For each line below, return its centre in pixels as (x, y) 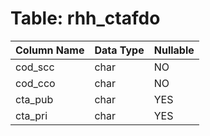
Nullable (174, 50)
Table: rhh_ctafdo (85, 18)
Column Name (50, 50)
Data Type (119, 50)
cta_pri (31, 115)
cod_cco (35, 83)
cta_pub (34, 99)
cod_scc (35, 67)
